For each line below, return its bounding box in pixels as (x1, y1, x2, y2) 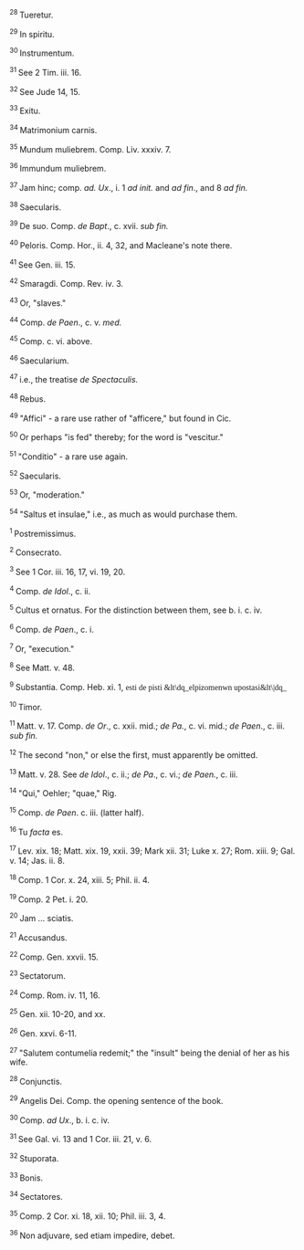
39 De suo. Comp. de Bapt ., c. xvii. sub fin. (9, 219, 169, 231)
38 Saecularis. (9, 200, 62, 213)
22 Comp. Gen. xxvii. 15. (9, 950, 99, 962)
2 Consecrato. (9, 545, 62, 558)
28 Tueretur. (9, 8, 54, 20)
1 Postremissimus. (9, 526, 77, 539)
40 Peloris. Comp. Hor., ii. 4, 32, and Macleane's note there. (9, 237, 233, 250)
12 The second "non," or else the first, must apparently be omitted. (9, 748, 258, 761)
